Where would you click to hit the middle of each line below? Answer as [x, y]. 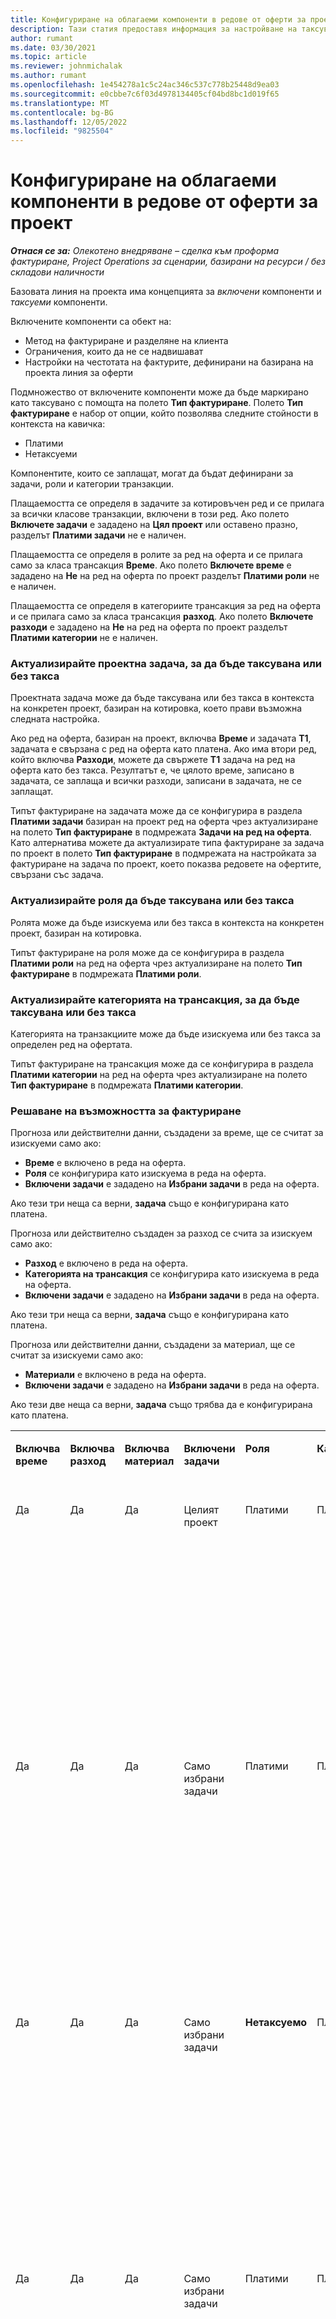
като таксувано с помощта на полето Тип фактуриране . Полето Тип [156, 403]
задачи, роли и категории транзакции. [92, 484]
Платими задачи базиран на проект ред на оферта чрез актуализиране [164, 822]
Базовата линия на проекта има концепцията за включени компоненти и [166, 292]
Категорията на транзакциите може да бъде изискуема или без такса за [165, 1033]
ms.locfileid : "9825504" [62, 131]
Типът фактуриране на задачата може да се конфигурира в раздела [156, 811]
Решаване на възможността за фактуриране [126, 1111]
